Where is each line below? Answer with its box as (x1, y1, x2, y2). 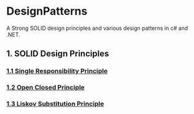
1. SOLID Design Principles (6, 49, 109, 59)
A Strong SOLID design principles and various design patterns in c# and (6, 24, 188, 32)
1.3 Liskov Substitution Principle (6, 99, 104, 108)
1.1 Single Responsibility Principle (6, 67, 108, 76)
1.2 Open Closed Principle (6, 84, 85, 92)
